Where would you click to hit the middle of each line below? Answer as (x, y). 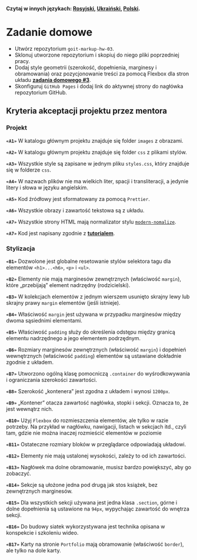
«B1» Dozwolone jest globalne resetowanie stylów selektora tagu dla (89, 261)
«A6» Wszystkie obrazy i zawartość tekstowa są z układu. (76, 210)
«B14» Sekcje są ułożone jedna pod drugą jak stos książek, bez (82, 485)
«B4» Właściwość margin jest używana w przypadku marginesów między (94, 314)
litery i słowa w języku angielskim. (47, 187)
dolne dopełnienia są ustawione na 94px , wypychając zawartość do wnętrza (98, 509)
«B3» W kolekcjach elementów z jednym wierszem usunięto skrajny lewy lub (98, 297)
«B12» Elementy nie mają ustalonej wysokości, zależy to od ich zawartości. (96, 456)
